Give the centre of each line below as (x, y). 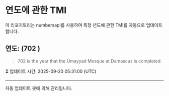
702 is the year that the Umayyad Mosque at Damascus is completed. (90, 61)
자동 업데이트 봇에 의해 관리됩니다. (39, 88)
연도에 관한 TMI (36, 10)
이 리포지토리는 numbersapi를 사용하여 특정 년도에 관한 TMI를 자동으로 (75, 25)
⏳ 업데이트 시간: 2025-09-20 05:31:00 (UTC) (51, 71)
